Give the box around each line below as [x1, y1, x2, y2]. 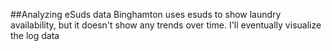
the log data [10, 30, 60, 41]
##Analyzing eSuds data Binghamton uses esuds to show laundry [10, 9, 282, 20]
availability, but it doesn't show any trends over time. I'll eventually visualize [10, 19, 322, 31]
